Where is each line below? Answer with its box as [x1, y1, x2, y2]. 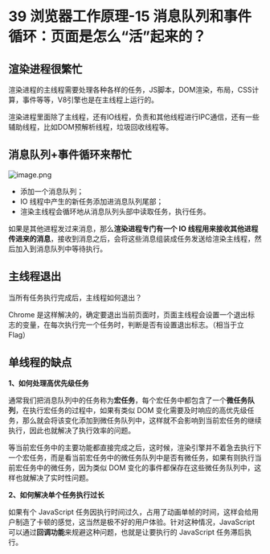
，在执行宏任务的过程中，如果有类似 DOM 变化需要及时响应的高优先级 [15, 406, 247, 415]
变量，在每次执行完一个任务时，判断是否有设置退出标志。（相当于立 [22, 320, 244, 329]
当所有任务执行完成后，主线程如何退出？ [8, 292, 142, 302]
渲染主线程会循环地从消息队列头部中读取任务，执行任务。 [19, 206, 211, 216]
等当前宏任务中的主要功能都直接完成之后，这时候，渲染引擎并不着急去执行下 [8, 443, 262, 453]
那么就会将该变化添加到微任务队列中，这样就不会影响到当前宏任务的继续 [22, 415, 262, 425]
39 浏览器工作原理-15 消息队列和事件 [8, 7, 252, 26]
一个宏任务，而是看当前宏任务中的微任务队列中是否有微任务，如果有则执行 [8, 453, 255, 463]
